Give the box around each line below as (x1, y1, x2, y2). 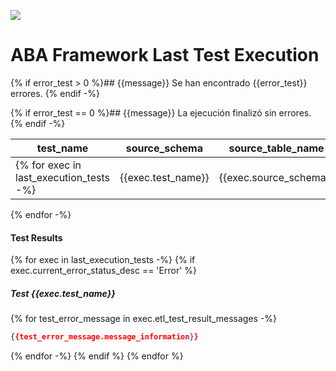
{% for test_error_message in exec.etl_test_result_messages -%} (10, 313, 278, 325)
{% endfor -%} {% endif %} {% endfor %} (10, 350, 184, 362)
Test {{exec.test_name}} (10, 287, 116, 299)
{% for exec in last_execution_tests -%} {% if (10, 254, 196, 266)
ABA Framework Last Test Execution (10, 44, 320, 67)
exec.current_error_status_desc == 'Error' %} (10, 265, 198, 277)
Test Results (10, 231, 63, 244)
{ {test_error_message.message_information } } (10, 332, 199, 342)
